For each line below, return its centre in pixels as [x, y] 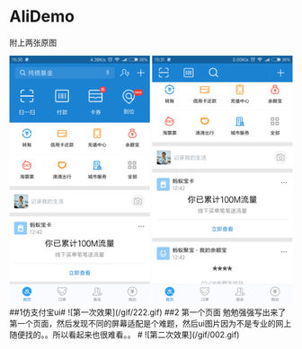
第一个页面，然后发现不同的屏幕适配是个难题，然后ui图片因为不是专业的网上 [151, 324]
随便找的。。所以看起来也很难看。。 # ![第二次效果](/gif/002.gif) [124, 335]
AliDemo [42, 17]
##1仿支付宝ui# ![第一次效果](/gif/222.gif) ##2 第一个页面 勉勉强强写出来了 [148, 312]
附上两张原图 [33, 42]
